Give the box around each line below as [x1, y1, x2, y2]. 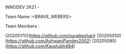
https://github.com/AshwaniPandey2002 [6, 38, 90, 44]
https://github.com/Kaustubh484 [6, 43, 74, 49]
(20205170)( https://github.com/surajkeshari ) [5, 33, 96, 38]
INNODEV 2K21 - [5, 4, 40, 10]
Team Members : [5, 23, 40, 29]
